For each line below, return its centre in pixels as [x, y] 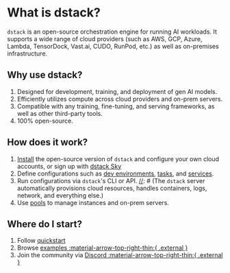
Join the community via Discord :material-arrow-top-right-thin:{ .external [120, 255]
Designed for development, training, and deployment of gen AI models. [117, 91]
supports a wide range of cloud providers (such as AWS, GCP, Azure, [105, 38]
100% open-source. [45, 121]
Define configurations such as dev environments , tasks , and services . [115, 174]
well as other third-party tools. [60, 113]
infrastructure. [27, 54]
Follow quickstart [41, 241]
